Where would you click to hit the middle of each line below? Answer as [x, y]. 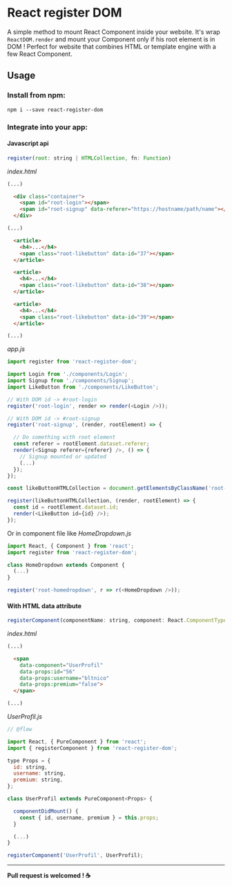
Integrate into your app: [48, 127]
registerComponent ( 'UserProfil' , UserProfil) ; [75, 856]
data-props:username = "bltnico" [65, 678]
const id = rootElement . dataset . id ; [66, 507]
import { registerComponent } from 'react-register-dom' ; [92, 748]
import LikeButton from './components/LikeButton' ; [83, 387]
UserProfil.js [25, 717]
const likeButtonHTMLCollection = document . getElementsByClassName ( [108, 489]
